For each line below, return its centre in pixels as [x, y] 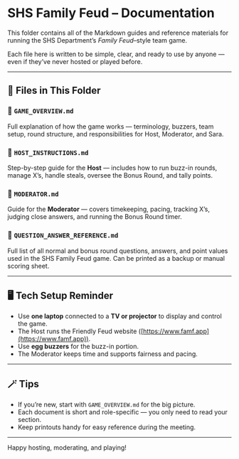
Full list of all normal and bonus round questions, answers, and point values [118, 251]
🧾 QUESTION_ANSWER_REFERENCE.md [63, 235]
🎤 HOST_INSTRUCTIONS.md [48, 152]
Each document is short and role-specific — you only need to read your [122, 412]
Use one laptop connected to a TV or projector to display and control [119, 316]
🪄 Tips [23, 384]
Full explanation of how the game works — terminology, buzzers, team [111, 126]
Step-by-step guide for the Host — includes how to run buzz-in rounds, [112, 168]
